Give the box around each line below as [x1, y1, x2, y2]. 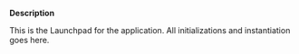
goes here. [9, 35, 50, 45]
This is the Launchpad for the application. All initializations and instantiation [9, 25, 291, 35]
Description [9, 8, 55, 18]
